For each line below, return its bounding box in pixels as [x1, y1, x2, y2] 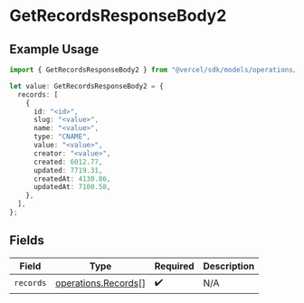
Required [154, 260, 195, 272]
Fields [9, 232, 45, 249]
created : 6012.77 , [33, 157, 103, 166]
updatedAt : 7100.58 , [33, 183, 111, 192]
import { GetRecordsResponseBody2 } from [9, 65, 168, 74]
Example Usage [9, 42, 100, 57]
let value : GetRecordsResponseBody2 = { [9, 81, 165, 90]
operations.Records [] [55, 277, 147, 289]
